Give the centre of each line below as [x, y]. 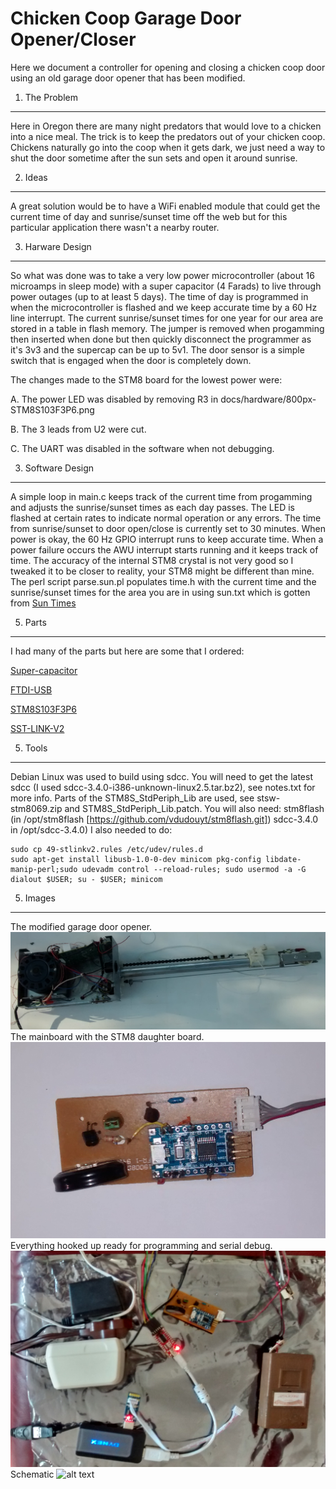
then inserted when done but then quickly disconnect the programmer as [161, 339]
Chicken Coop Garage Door [126, 18]
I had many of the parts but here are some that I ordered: [127, 651]
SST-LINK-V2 [37, 728]
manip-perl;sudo [44, 869]
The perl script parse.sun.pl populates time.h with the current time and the [163, 581]
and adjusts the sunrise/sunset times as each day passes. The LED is [152, 507]
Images [40, 898]
